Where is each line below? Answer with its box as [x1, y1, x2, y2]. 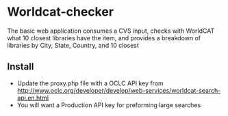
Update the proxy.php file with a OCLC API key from [16, 79, 164, 87]
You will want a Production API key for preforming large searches [16, 100, 201, 109]
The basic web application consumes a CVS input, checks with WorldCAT [7, 27, 215, 35]
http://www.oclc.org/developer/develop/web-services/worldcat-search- [16, 86, 221, 94]
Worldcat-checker [7, 4, 114, 20]
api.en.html [16, 93, 49, 102]
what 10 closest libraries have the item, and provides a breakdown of [7, 33, 201, 42]
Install [7, 61, 34, 72]
